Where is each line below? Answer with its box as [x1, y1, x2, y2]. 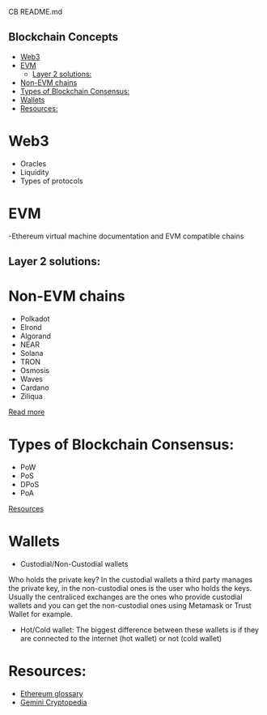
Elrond [19, 323, 42, 332]
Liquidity [19, 167, 50, 177]
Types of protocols [19, 176, 83, 186]
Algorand [19, 332, 51, 341]
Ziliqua [19, 392, 43, 401]
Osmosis [19, 366, 50, 375]
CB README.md [8, 7, 63, 16]
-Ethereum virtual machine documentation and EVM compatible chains [8, 231, 244, 241]
